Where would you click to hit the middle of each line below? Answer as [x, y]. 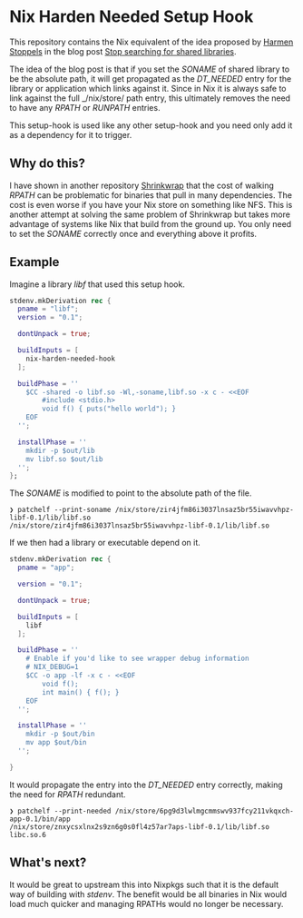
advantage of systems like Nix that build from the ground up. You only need [151, 223]
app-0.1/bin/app [40, 819]
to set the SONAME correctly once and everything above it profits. [133, 233]
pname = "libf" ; [48, 309]
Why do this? [48, 164]
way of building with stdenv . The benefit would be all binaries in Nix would [148, 894]
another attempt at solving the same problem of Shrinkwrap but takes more [150, 214]
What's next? [48, 863]
